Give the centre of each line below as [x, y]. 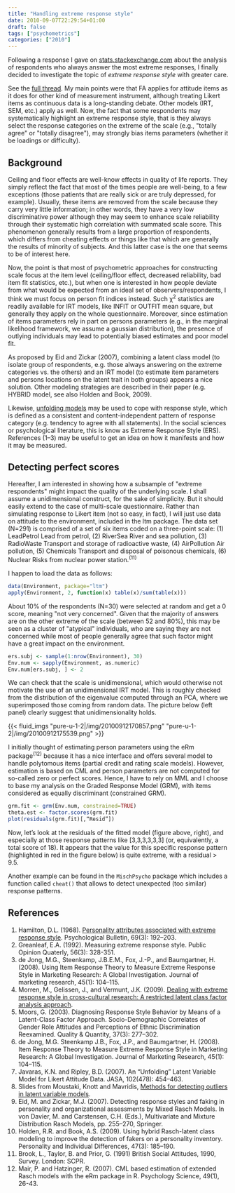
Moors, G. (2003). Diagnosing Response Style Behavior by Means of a [119, 1012]
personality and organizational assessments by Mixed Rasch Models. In [121, 1109]
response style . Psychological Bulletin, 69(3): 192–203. [97, 937]
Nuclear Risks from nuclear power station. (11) [72, 559]
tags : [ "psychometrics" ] [44, 33]
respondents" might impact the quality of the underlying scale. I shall [107, 491]
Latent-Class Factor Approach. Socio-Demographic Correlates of [112, 1019]
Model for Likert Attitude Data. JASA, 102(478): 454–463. [101, 1079]
